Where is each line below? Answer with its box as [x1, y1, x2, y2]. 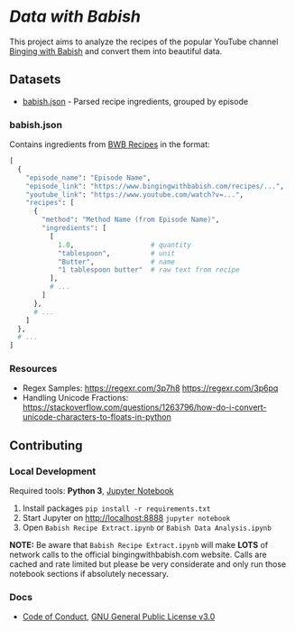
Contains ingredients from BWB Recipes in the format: [9, 139, 210, 150]
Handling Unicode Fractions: [22, 393, 129, 404]
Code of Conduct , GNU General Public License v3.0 [22, 611, 216, 622]
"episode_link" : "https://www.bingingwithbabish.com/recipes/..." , [25, 181, 284, 190]
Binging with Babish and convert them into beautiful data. [9, 45, 223, 56]
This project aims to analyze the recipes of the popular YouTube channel [9, 36, 279, 47]
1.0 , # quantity [57, 240, 192, 249]
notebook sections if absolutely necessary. [9, 569, 170, 580]
